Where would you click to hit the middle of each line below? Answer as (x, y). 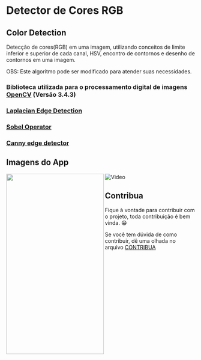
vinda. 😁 (116, 223)
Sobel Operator (29, 127)
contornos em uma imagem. (41, 60)
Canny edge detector (38, 143)
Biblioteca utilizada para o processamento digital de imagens (97, 87)
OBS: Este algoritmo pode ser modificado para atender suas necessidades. (99, 72)
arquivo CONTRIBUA (130, 248)
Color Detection (36, 33)
